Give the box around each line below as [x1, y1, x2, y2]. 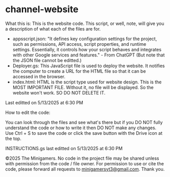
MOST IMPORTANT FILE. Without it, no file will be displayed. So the [12, 84, 154, 90]
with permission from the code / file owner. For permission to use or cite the [5, 160, 164, 166]
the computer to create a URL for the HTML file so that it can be [12, 68, 146, 74]
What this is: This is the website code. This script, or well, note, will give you [5, 20, 164, 26]
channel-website [5, 4, 79, 15]
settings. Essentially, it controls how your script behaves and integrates [12, 46, 161, 52]
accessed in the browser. [12, 73, 66, 79]
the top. [5, 135, 22, 141]
